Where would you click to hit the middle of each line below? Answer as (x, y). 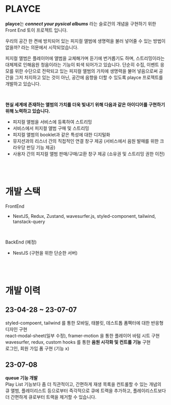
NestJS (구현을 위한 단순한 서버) (45, 253)
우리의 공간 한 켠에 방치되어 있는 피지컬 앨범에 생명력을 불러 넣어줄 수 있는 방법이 (86, 41)
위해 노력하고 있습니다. (28, 111)
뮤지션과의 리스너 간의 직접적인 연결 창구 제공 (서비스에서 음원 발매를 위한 (86, 141)
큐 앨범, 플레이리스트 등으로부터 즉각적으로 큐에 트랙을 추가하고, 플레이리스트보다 (86, 390)
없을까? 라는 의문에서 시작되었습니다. (42, 47)
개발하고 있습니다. (23, 84)
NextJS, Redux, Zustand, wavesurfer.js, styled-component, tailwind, (84, 216)
